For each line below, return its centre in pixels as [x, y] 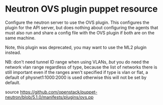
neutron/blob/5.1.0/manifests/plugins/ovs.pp [49, 97]
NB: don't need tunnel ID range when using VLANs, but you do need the [77, 62]
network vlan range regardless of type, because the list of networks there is [81, 67]
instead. [13, 52]
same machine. [20, 38]
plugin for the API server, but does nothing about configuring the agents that [81, 27]
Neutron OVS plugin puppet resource [81, 9]
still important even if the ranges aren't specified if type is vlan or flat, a [77, 72]
